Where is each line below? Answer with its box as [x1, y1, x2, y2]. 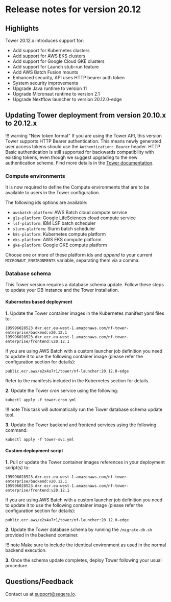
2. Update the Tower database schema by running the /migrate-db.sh [5, 526, 152, 532]
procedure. [5, 562, 29, 568]
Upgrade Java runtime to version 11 [12, 85, 87, 91]
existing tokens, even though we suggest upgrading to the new [5, 154, 138, 160]
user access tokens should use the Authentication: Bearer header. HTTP [5, 143, 161, 149]
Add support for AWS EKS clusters [12, 53, 86, 59]
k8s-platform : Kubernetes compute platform [12, 231, 106, 237]
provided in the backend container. [5, 531, 79, 538]
